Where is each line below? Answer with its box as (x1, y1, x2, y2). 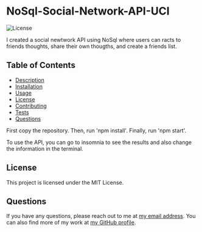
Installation (15, 83, 43, 90)
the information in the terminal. (6, 145, 83, 152)
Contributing (15, 102, 47, 109)
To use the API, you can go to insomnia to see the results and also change (6, 138, 192, 146)
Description (15, 76, 44, 83)
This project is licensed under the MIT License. (6, 179, 124, 186)
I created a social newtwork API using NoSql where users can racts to (6, 36, 181, 43)
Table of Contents (6, 60, 76, 70)
